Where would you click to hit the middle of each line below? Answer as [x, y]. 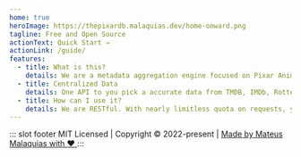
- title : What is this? [61, 68]
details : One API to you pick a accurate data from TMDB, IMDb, [148, 92]
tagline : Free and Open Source [68, 34]
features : [28, 59]
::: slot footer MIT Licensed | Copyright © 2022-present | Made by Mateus [146, 134]
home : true [30, 17]
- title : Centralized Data [68, 84]
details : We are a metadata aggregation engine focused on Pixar [150, 76]
